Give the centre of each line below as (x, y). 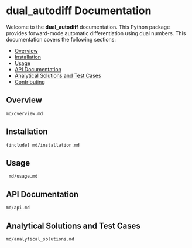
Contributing (30, 82)
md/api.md (18, 208)
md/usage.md (23, 177)
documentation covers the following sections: (61, 39)
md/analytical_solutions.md (40, 239)
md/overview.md (25, 113)
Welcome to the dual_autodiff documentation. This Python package (88, 27)
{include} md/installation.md (43, 145)
